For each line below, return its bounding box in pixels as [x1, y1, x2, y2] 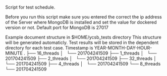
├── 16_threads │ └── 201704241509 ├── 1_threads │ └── [26, 50, 157, 56]
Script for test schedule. [5, 4, 55, 10]
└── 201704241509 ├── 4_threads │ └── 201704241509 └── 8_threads [5, 61, 161, 66]
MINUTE [5, 50, 23, 56]
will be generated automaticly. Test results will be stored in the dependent [5, 39, 159, 45]
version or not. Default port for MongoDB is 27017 [5, 24, 108, 30]
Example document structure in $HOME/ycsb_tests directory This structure [5, 34, 161, 40]
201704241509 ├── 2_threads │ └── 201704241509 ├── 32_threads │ [5, 55, 157, 61]
